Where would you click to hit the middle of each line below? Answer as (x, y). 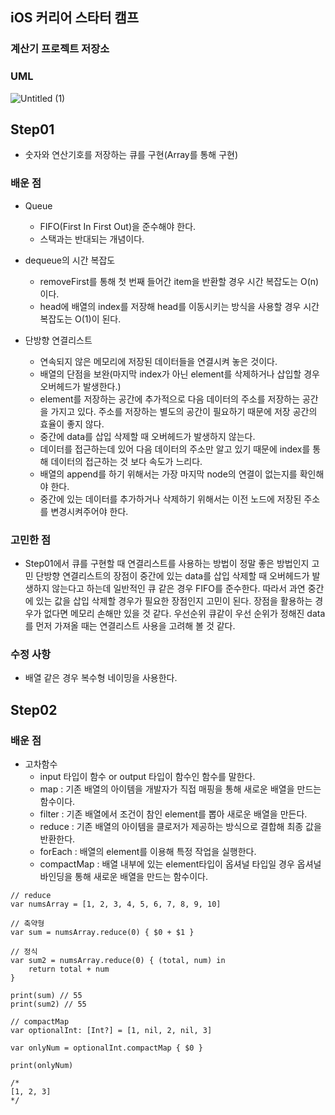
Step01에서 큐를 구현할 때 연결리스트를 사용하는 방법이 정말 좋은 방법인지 (167, 564)
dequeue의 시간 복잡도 (70, 260)
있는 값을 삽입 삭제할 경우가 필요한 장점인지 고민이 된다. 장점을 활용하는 (174, 601)
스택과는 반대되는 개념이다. (92, 239)
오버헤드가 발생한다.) (80, 386)
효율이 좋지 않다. (72, 424)
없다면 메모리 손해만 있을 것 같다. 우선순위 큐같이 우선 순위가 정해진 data (184, 614)
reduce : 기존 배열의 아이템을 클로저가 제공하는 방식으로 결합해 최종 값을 (180, 826)
